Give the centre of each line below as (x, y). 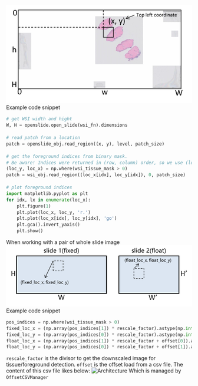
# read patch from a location (43, 138)
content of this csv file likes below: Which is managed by (94, 371)
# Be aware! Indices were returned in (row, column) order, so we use (95, 163)
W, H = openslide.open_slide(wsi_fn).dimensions (67, 126)
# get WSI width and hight (39, 119)
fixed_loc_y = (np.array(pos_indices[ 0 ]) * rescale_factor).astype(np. (96, 335)
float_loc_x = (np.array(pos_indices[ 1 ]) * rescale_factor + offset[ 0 (95, 341)
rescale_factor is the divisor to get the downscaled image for (81, 358)
